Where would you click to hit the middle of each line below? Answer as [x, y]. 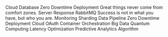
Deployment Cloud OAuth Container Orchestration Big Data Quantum [78, 23]
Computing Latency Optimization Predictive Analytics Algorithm [72, 29]
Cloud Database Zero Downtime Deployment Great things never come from [84, 7]
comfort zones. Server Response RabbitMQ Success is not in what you [79, 13]
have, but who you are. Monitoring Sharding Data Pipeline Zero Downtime [82, 18]
